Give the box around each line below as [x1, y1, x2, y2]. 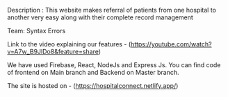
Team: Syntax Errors [7, 27, 66, 35]
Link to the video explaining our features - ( [7, 40, 131, 48]
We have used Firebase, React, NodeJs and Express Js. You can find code [7, 61, 221, 69]
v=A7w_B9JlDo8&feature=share [7, 48, 99, 55]
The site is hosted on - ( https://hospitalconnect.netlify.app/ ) [7, 82, 179, 89]
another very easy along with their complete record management [7, 13, 193, 21]
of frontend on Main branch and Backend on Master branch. [7, 69, 179, 76]
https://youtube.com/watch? [131, 40, 212, 48]
